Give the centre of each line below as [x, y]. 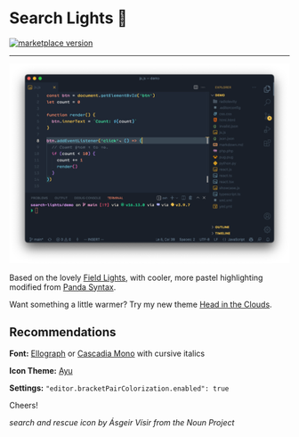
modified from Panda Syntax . [63, 287]
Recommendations [63, 332]
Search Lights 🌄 [69, 18]
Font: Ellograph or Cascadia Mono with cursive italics [107, 354]
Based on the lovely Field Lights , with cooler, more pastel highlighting [136, 277]
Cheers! [24, 406]
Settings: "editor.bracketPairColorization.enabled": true [119, 388]
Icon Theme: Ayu [41, 371]
